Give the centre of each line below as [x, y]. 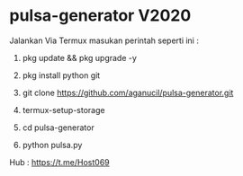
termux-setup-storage [63, 110]
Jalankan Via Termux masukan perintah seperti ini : [104, 40]
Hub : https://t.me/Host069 [59, 162]
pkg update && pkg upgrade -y [80, 57]
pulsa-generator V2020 [100, 16]
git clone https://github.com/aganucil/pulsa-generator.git [128, 92]
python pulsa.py [52, 145]
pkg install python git [61, 75]
